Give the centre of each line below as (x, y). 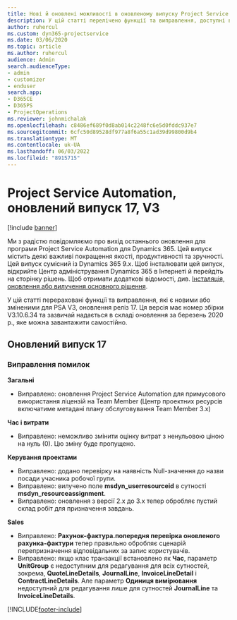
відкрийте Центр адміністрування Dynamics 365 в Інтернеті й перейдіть (115, 271)
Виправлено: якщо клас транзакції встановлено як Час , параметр (117, 558)
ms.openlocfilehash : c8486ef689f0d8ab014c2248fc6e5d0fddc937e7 (102, 125)
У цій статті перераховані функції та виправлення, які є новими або (109, 300)
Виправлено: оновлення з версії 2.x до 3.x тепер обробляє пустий (117, 501)
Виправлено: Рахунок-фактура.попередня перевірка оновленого (119, 535)
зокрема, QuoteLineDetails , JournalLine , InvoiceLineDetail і (107, 573)
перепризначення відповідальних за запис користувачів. (104, 550)
